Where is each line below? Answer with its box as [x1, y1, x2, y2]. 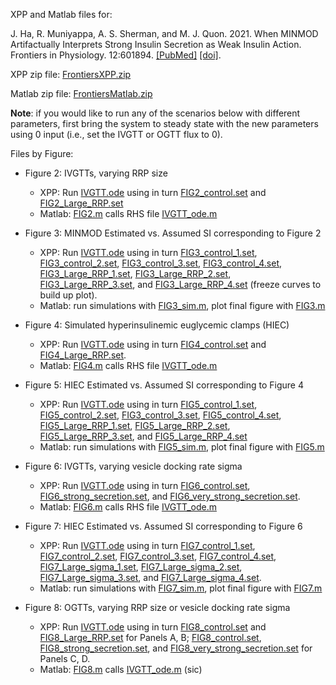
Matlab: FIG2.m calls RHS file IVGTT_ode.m [39, 208, 218, 219]
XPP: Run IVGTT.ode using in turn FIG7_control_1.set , [39, 540, 256, 551]
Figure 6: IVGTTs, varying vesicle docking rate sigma [24, 460, 243, 472]
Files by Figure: [10, 148, 74, 159]
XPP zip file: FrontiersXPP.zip [10, 69, 132, 80]
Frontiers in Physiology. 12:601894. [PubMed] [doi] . [10, 49, 222, 61]
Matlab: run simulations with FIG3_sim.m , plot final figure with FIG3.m [39, 300, 326, 311]
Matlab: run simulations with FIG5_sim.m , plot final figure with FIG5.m [39, 441, 325, 453]
